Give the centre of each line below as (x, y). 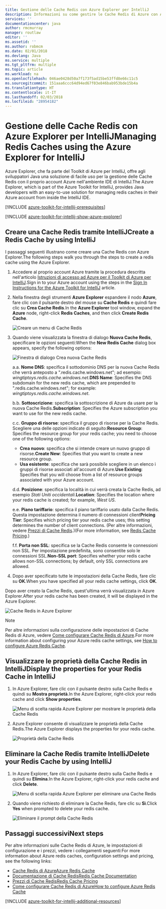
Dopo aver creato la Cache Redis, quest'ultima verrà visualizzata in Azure (80, 591)
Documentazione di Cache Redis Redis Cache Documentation (74, 876)
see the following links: (28, 861)
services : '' (19, 19)
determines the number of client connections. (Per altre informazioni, (83, 525)
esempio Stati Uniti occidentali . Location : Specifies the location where (83, 494)
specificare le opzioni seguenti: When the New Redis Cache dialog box (84, 343)
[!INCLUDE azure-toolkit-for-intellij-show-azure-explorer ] (63, 217)
